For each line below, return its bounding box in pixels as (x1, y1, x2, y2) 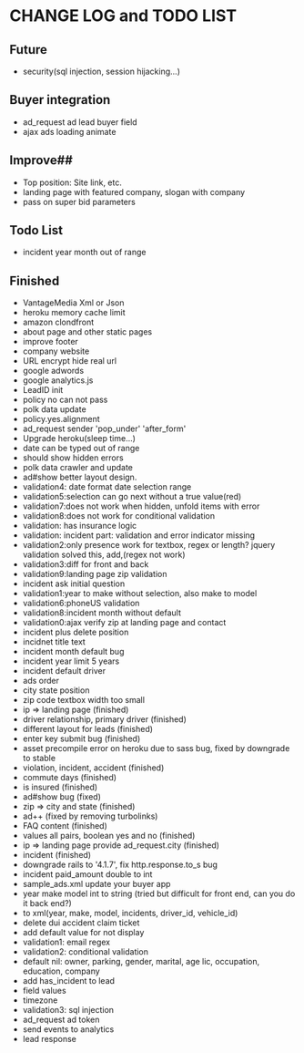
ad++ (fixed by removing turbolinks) (22, 810, 158, 821)
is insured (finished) (22, 781, 98, 793)
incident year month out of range (22, 247, 147, 258)
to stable (22, 753, 56, 764)
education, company (22, 965, 100, 976)
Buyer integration (9, 92, 111, 108)
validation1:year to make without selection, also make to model (22, 588, 258, 599)
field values (22, 986, 66, 996)
